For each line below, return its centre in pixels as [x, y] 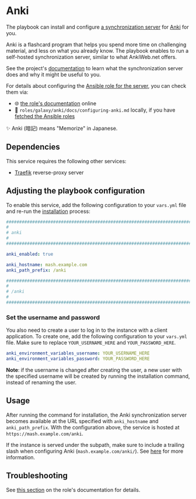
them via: [17, 92]
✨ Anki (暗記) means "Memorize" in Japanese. [62, 128]
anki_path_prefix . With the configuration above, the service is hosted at [93, 427]
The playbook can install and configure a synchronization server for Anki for [97, 27]
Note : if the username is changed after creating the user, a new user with [94, 370]
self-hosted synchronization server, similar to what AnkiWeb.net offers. [91, 57]
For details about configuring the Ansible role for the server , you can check [96, 85]
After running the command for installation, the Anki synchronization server [97, 415]
